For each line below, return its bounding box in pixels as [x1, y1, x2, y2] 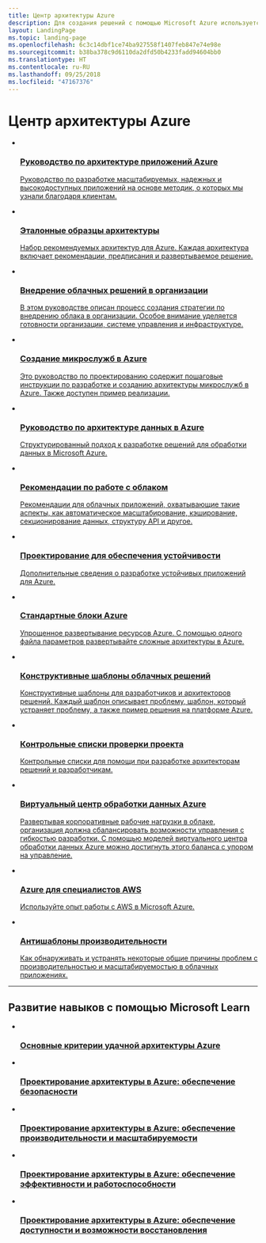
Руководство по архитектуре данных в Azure [19, 421, 204, 432]
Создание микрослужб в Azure [19, 353, 148, 364]
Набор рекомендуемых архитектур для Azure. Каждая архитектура [19, 243, 249, 253]
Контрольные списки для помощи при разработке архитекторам [19, 757, 240, 766]
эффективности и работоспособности [19, 1178, 177, 1189]
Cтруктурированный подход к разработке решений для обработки [19, 439, 247, 449]
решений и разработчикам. [19, 765, 113, 774]
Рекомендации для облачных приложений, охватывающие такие [19, 500, 240, 509]
